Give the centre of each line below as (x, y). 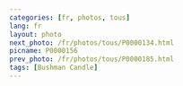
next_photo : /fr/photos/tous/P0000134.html (92, 43)
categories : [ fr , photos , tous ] (70, 17)
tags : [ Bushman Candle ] (54, 68)
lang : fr (26, 26)
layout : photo (36, 34)
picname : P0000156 (44, 51)
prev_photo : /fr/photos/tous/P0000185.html (92, 59)
